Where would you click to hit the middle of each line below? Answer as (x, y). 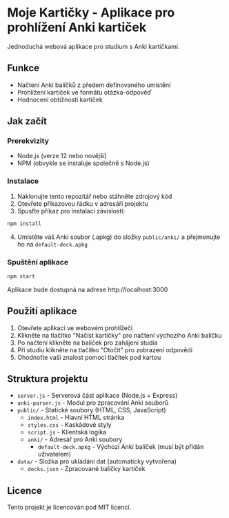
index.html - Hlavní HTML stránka (76, 418)
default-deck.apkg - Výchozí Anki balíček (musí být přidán (121, 447)
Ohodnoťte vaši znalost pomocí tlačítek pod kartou (89, 357)
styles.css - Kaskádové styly (69, 425)
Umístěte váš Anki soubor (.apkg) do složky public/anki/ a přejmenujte (119, 237)
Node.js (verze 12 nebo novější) (62, 156)
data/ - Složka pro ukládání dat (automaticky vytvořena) (97, 461)
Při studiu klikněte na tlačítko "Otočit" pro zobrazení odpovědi (105, 349)
